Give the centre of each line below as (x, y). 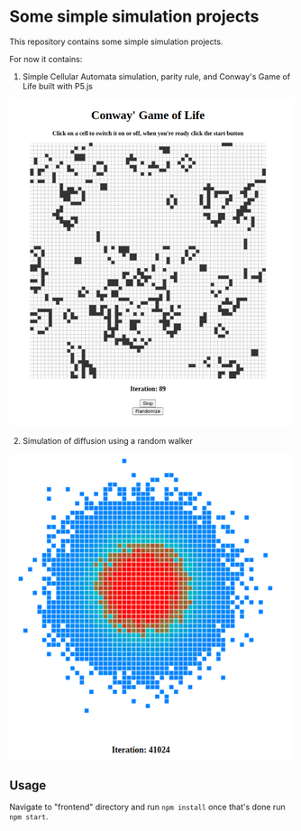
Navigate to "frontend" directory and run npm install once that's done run (147, 807)
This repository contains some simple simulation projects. (116, 42)
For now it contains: (46, 59)
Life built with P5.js (57, 86)
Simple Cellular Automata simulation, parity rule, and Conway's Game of (156, 76)
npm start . (29, 817)
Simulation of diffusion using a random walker (108, 441)
